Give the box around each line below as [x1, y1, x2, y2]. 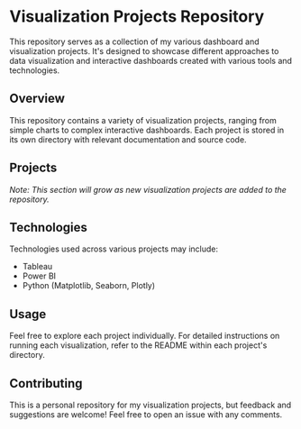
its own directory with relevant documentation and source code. [9, 133, 247, 145]
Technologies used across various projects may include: [9, 243, 219, 254]
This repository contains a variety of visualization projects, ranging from [9, 114, 278, 125]
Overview [9, 91, 66, 106]
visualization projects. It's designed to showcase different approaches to [9, 45, 279, 56]
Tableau [22, 261, 53, 272]
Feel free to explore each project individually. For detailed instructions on [9, 331, 280, 342]
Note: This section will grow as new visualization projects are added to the [9, 184, 287, 195]
